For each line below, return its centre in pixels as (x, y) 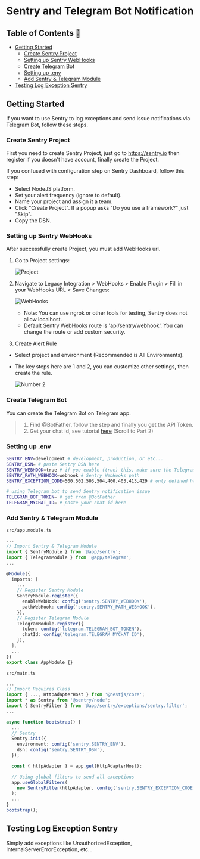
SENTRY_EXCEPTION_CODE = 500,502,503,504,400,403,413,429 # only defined (97, 481)
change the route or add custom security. (74, 332)
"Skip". (23, 214)
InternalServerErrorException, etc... (50, 849)
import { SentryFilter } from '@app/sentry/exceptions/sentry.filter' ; (97, 706)
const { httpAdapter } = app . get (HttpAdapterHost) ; (77, 766)
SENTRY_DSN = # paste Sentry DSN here (53, 464)
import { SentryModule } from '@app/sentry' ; (63, 552)
